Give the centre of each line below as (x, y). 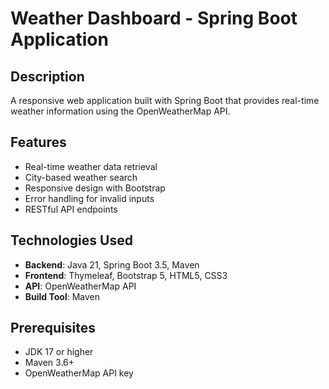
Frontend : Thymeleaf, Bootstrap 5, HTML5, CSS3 (126, 275)
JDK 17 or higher (59, 352)
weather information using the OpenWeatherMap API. (120, 111)
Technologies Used (71, 240)
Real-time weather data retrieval (91, 166)
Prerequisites (53, 328)
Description (47, 76)
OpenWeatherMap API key (79, 373)
